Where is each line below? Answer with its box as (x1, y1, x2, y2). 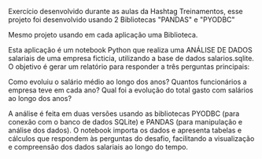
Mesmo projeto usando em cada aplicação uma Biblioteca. (8, 31, 198, 39)
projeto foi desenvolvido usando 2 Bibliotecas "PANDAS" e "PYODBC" (8, 15, 235, 24)
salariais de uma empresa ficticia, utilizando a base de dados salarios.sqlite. (8, 54, 254, 63)
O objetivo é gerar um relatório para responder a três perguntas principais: (8, 62, 250, 71)
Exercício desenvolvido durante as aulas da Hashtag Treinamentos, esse (8, 7, 244, 16)
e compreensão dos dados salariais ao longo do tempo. (8, 143, 189, 151)
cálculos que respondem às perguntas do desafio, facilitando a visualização (8, 134, 255, 143)
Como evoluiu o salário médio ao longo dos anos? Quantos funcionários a (8, 78, 247, 86)
